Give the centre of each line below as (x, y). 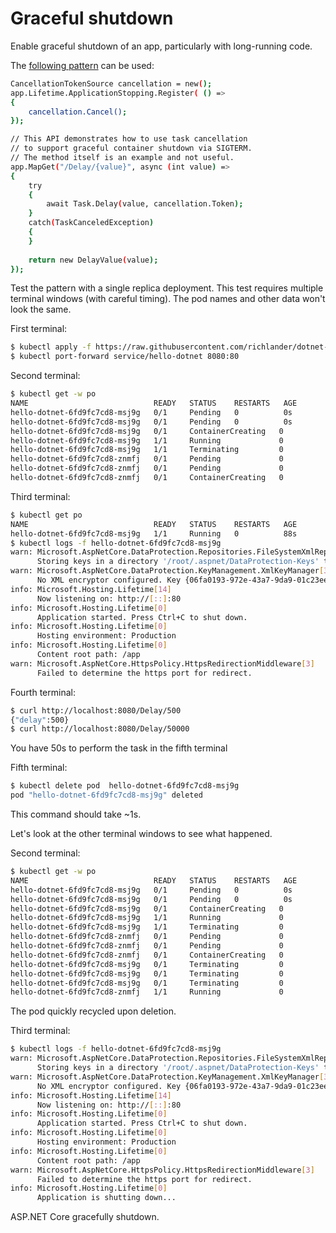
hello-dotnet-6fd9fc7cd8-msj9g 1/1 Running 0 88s (154, 533)
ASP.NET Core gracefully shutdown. (85, 1217)
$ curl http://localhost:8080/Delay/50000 (100, 729)
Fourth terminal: (43, 692)
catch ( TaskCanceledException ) (91, 223)
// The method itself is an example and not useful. (122, 158)
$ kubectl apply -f (51, 347)
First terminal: (39, 329)
